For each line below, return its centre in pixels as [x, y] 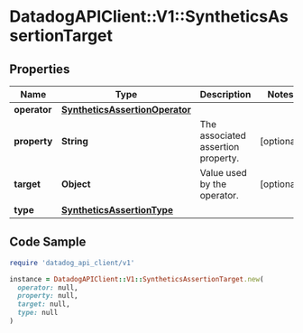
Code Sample [48, 242]
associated [223, 135]
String [75, 141]
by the [213, 184]
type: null [38, 313]
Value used [224, 173]
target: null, [44, 304]
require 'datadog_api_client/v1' [72, 263]
